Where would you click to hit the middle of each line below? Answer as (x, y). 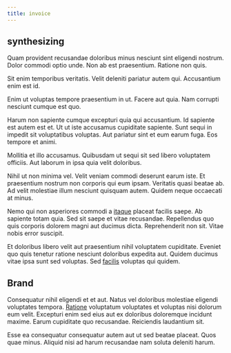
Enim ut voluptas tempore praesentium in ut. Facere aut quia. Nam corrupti (113, 99)
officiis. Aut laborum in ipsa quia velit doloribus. (74, 163)
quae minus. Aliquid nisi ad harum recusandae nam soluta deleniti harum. (111, 343)
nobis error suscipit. (36, 233)
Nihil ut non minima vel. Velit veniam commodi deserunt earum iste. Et (106, 176)
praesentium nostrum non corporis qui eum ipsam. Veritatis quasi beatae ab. (116, 183)
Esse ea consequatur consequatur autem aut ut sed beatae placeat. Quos (112, 335)
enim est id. (24, 86)
